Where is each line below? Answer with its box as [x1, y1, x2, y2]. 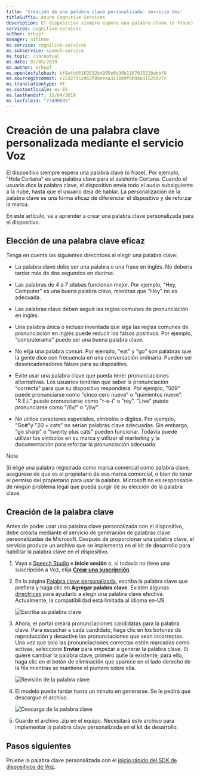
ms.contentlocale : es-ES [6, 87, 68, 93]
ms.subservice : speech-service [6, 48, 84, 54]
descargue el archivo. [14, 694, 69, 701]
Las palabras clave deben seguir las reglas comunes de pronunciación [14, 306, 189, 313]
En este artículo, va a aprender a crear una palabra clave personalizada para [6, 212, 194, 219]
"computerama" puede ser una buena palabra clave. [14, 336, 144, 343]
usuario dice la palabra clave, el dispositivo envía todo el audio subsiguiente [6, 181, 193, 188]
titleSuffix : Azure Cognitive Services [6, 14, 106, 20]
